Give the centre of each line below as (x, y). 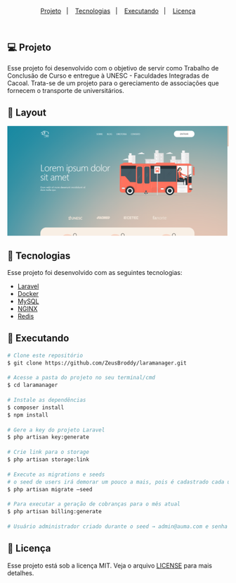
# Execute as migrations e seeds (56, 474)
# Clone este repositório (45, 355)
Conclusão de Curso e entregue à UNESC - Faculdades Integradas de (108, 75)
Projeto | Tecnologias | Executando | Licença (118, 11)
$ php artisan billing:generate (54, 512)
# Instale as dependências (47, 400)
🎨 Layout (27, 113)
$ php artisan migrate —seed (50, 489)
